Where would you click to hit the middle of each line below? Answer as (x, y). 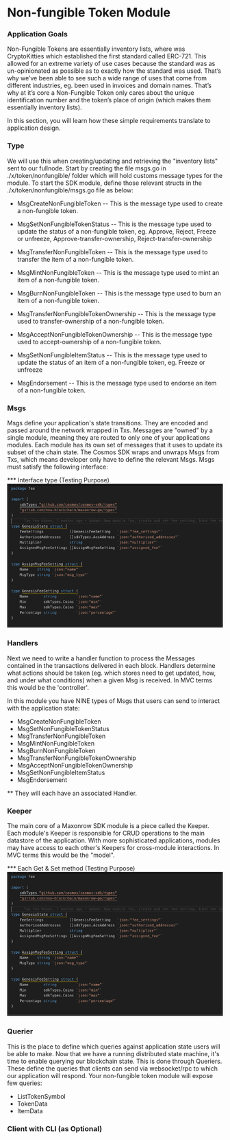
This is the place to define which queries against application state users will (114, 1047)
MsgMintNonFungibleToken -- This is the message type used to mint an (118, 272)
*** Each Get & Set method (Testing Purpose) (71, 869)
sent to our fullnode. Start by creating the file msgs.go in (87, 168)
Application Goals (38, 34)
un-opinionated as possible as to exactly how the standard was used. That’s (114, 71)
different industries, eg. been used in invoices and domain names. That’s (110, 86)
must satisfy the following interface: (57, 467)
